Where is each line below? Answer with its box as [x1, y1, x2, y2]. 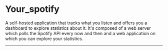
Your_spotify [5, 3, 60, 15]
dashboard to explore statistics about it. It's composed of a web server [5, 25, 151, 31]
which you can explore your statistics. [5, 36, 83, 42]
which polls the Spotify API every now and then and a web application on [5, 30, 156, 36]
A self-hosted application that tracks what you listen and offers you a [5, 20, 147, 26]
